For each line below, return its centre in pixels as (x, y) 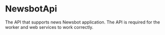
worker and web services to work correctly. (49, 27)
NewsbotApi (31, 9)
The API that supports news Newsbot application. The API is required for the (82, 22)
